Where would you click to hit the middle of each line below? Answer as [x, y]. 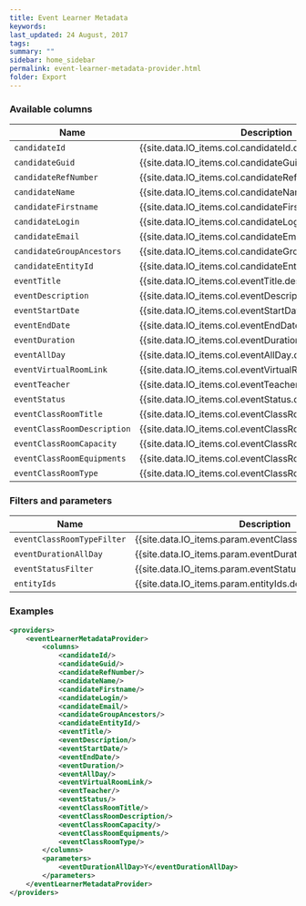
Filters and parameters [61, 500]
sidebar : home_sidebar [52, 60]
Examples [32, 611]
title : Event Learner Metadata [69, 18]
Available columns [51, 108]
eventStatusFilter [54, 569]
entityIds [35, 584]
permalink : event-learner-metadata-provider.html [106, 69]
